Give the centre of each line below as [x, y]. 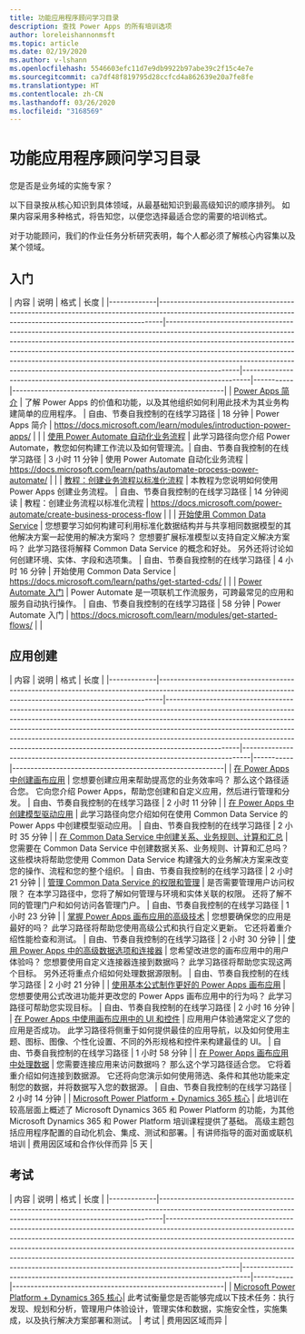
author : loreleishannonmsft [63, 35]
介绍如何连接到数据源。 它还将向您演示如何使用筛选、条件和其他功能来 [149, 1076]
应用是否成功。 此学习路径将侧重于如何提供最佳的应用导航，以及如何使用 [146, 1030]
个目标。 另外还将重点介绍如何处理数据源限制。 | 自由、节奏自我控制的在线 [149, 973]
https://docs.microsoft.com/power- [217, 503]
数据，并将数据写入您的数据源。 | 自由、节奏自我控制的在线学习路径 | [162, 1086]
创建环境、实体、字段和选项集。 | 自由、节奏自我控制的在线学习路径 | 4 [150, 560]
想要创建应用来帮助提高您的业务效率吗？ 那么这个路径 [181, 780]
